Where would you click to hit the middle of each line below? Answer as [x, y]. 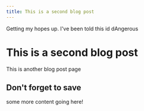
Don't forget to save [44, 88]
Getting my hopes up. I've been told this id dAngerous [72, 28]
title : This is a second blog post [50, 12]
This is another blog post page [44, 69]
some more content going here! [45, 102]
